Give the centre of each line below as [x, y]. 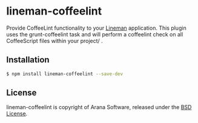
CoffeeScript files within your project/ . [54, 41]
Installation [28, 60]
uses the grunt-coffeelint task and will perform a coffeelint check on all [95, 34]
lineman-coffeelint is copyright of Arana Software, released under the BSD [99, 107]
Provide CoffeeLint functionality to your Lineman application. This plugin [96, 28]
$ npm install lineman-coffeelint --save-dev [64, 74]
